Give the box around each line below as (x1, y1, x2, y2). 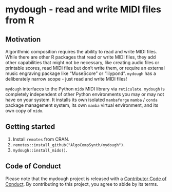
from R (5, 14, 34, 26)
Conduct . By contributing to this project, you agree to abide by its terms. (5, 181, 158, 187)
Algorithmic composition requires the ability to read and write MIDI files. (5, 49, 158, 54)
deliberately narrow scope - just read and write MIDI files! (5, 76, 127, 82)
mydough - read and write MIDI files (5, 4, 162, 15)
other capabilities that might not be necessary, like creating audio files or (5, 60, 160, 65)
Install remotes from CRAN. (12, 136, 69, 142)
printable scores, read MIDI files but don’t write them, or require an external (5, 65, 165, 71)
